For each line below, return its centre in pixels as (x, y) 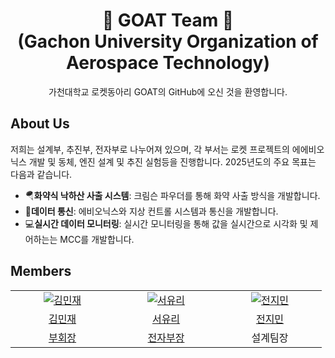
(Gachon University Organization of (168, 41)
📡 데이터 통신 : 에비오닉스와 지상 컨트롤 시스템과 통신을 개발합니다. (151, 211)
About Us (40, 124)
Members (41, 271)
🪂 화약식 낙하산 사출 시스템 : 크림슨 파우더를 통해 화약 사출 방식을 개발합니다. (172, 195)
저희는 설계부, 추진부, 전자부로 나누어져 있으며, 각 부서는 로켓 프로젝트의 (150, 149)
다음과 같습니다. (41, 174)
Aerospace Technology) (168, 63)
